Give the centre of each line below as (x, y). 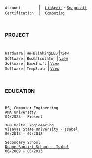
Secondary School (23, 143)
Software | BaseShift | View (32, 63)
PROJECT (17, 35)
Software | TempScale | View (32, 68)
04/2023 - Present (24, 117)
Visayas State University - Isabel (42, 130)
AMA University (21, 112)
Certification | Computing (35, 13)
